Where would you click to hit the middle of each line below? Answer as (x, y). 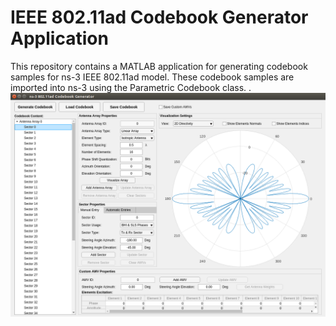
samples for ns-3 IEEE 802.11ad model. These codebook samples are (152, 77)
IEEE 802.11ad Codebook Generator (159, 17)
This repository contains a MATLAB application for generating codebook (159, 66)
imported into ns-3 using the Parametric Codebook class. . (131, 87)
